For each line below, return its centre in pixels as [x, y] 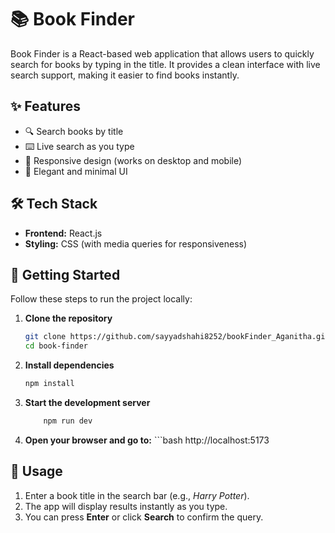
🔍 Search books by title [74, 131]
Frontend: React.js [63, 233]
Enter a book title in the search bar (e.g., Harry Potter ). [137, 495]
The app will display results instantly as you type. [126, 506]
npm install [49, 384]
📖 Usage [36, 471]
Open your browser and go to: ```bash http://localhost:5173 [147, 440]
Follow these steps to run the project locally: [101, 299]
